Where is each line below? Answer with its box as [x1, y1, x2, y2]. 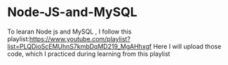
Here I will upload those [153, 42, 222, 50]
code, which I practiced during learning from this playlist [7, 50, 170, 58]
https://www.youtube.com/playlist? [29, 34, 131, 43]
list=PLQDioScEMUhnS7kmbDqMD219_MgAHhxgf [7, 42, 152, 50]
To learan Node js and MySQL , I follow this [7, 27, 132, 36]
